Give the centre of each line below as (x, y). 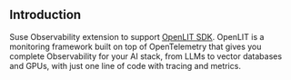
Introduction (45, 15)
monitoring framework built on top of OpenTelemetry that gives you (135, 46)
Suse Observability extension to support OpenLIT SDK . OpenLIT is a (137, 36)
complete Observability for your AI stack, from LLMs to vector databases (146, 56)
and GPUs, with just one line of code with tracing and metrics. (125, 65)
